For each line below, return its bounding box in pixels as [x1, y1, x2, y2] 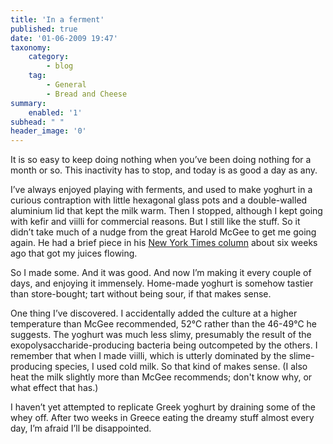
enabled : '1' [28, 107, 83, 118]
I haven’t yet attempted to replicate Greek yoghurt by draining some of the [10, 401, 316, 413]
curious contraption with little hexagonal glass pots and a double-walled [10, 194, 308, 206]
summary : [10, 98, 47, 108]
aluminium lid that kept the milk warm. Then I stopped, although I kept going [10, 205, 323, 217]
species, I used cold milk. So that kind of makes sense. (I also [54, 361, 308, 373]
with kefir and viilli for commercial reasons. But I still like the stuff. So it [10, 216, 301, 228]
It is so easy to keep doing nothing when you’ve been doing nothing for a [10, 154, 312, 166]
